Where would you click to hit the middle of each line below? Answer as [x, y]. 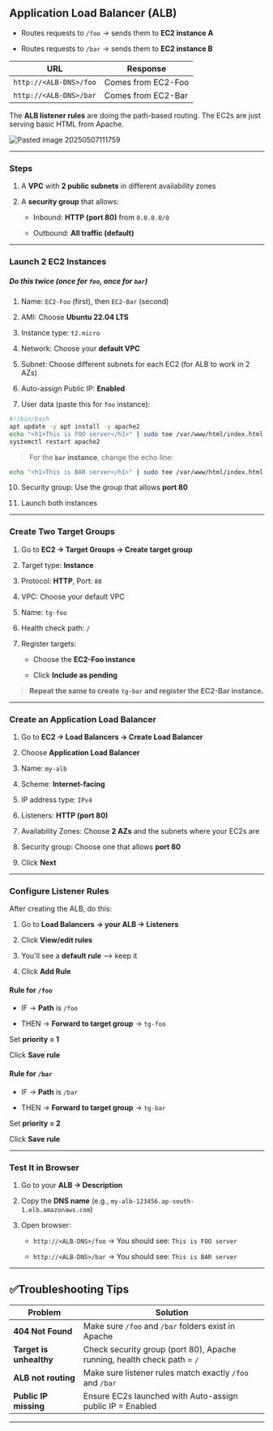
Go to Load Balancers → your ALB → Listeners [100, 925]
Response [147, 68]
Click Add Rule [46, 972]
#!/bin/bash [29, 419]
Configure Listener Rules [59, 891]
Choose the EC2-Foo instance [84, 659]
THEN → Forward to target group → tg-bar [93, 1107]
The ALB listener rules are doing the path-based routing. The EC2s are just [135, 115]
